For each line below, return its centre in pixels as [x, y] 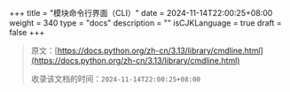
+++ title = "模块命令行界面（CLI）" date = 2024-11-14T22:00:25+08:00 [141, 13]
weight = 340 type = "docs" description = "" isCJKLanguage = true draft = [145, 23]
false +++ [27, 32]
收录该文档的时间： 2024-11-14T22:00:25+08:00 [116, 79]
